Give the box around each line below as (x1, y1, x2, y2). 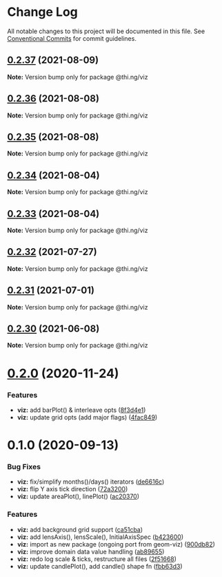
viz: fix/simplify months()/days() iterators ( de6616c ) (17, 477, 165, 486)
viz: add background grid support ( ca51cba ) (17, 525, 143, 533)
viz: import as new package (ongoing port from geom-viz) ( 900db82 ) (17, 540, 216, 548)
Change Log (7, 4, 78, 20)
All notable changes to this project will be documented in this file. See (7, 27, 205, 35)
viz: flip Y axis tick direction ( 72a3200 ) (17, 485, 128, 493)
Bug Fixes (7, 462, 41, 472)
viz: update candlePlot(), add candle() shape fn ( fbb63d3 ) (17, 562, 183, 570)
